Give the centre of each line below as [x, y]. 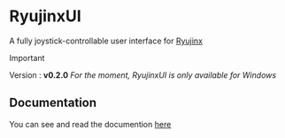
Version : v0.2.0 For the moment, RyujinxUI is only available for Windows [143, 75]
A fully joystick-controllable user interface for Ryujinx [106, 41]
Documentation [53, 103]
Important [27, 57]
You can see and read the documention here [90, 124]
